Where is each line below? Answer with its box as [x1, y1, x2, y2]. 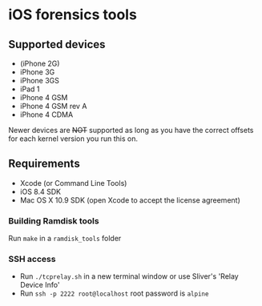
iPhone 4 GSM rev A [19, 102, 87, 111]
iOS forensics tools [8, 6, 138, 24]
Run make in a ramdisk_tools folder [8, 234, 122, 244]
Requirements [8, 157, 80, 171]
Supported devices [8, 38, 106, 51]
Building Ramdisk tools [8, 215, 99, 226]
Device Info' [19, 280, 60, 290]
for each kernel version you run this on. [8, 134, 139, 143]
